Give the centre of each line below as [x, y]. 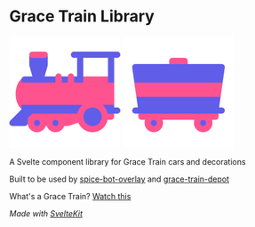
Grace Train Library [82, 16]
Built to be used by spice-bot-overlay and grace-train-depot [119, 179]
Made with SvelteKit [46, 213]
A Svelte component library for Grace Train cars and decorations [127, 161]
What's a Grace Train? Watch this [70, 196]
